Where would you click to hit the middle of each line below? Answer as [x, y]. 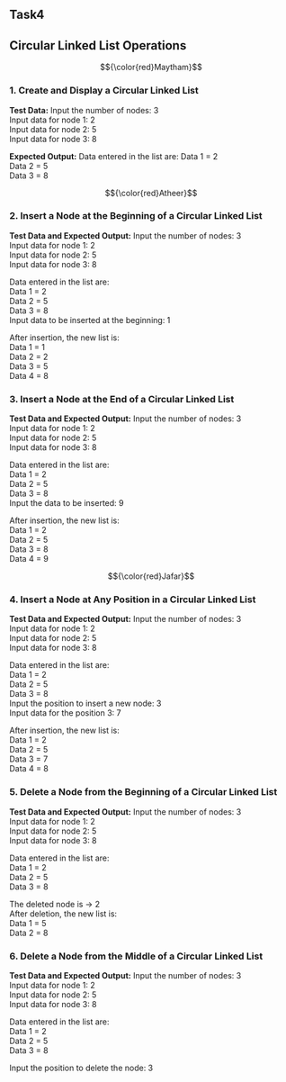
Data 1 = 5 [28, 923]
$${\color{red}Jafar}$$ [151, 576]
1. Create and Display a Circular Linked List [104, 91]
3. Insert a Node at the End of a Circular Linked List [122, 399]
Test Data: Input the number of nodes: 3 [84, 110]
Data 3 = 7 [29, 759]
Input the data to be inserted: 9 [67, 503]
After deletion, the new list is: [63, 914]
